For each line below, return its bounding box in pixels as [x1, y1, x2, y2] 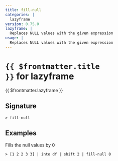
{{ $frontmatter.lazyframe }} [5, 87, 63, 93]
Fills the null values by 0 [5, 142, 55, 148]
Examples [5, 129, 37, 137]
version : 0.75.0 [5, 21, 39, 27]
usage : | [5, 36, 24, 41]
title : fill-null [5, 7, 42, 13]
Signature [5, 102, 37, 111]
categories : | [5, 12, 35, 17]
